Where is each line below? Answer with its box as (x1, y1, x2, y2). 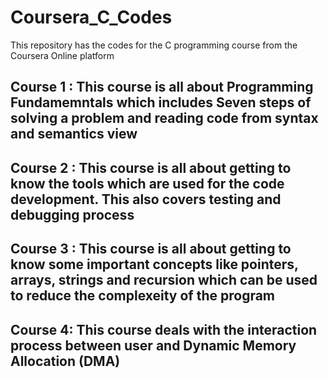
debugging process (10, 206, 135, 223)
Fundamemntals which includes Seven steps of (10, 94, 312, 111)
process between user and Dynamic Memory (10, 337, 297, 354)
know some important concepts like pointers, (10, 256, 299, 273)
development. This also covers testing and (10, 191, 282, 208)
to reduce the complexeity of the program (10, 287, 276, 305)
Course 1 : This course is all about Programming (10, 79, 314, 96)
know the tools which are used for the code (10, 175, 285, 192)
